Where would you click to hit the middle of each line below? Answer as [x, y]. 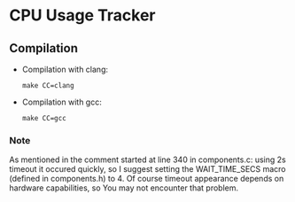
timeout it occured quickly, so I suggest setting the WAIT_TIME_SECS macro [147, 169]
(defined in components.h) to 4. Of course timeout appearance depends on [147, 179]
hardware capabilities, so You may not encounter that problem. [124, 188]
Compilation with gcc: [62, 102]
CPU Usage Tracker [82, 16]
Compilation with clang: [65, 69]
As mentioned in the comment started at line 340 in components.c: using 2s [147, 159]
